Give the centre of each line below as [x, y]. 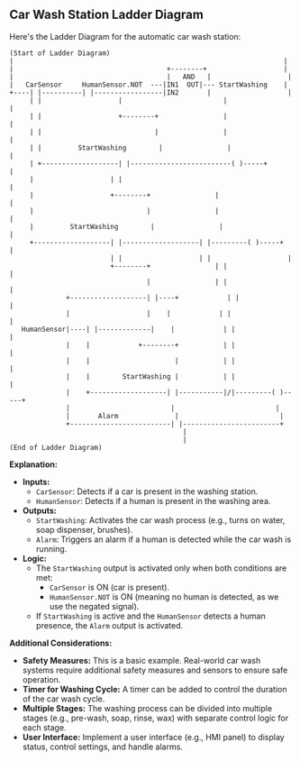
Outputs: [39, 510]
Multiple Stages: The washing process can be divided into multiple [147, 708]
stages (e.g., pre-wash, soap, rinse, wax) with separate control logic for [155, 718]
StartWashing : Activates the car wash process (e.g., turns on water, [160, 520]
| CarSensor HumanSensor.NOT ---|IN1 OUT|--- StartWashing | [149, 85]
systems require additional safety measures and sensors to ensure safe [155, 670]
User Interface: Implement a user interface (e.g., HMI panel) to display [154, 737]
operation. [41, 679]
